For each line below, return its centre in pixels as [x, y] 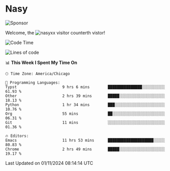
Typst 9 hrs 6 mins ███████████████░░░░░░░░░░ [85, 87]
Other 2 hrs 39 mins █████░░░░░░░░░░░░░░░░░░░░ [85, 96]
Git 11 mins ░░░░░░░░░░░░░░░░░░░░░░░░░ [85, 122]
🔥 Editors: [17, 136]
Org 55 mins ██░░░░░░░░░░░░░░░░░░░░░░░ [85, 114]
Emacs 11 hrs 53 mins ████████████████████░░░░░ [85, 140]
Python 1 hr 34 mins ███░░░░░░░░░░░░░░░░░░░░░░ [85, 105]
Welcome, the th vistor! [55, 32]
